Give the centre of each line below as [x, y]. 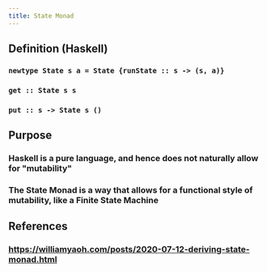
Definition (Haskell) [58, 49]
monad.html [33, 260]
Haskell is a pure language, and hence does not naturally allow [133, 159]
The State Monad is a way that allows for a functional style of [131, 190]
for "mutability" [40, 168]
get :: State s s [42, 90]
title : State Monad [41, 16]
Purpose [30, 136]
